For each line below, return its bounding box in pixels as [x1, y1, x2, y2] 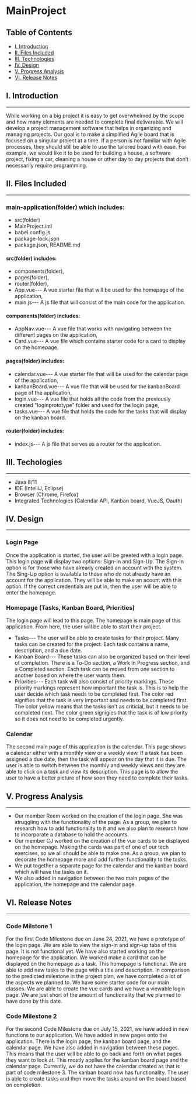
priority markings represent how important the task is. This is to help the [14, 684, 188, 691]
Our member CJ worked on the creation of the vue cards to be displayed [14, 837, 190, 845]
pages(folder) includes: [6, 357, 65, 364]
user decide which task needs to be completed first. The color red [14, 690, 174, 698]
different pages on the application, [14, 331, 97, 339]
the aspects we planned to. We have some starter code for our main [6, 979, 170, 986]
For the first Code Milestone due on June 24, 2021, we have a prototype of [6, 935, 185, 942]
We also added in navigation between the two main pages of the [14, 874, 169, 882]
